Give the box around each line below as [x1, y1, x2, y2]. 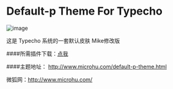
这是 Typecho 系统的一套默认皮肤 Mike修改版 [6, 37, 120, 44]
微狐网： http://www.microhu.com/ [6, 76, 93, 83]
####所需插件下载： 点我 [6, 50, 68, 57]
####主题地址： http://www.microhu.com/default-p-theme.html [6, 63, 167, 70]
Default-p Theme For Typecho [6, 4, 163, 18]
